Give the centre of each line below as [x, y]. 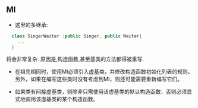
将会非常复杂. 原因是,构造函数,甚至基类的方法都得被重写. [75, 59]
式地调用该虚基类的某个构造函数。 [56, 99]
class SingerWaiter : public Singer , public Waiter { [77, 36]
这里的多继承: [31, 25]
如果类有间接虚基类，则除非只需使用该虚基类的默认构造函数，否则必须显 [103, 92]
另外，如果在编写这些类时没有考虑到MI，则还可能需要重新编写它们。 [99, 79]
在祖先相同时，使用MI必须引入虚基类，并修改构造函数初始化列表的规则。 [104, 72]
